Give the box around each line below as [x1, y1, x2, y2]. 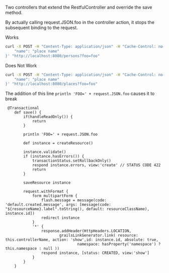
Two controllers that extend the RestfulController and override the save [5, 5, 152, 10]
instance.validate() [23, 150, 66, 155]
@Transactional [7, 105, 39, 111]
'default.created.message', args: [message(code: [5, 202, 112, 207]
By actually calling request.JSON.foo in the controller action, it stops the [5, 20, 155, 25]
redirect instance [41, 215, 80, 220]
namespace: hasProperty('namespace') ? [77, 242, 161, 247]
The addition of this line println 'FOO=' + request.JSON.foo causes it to [5, 90, 155, 97]
